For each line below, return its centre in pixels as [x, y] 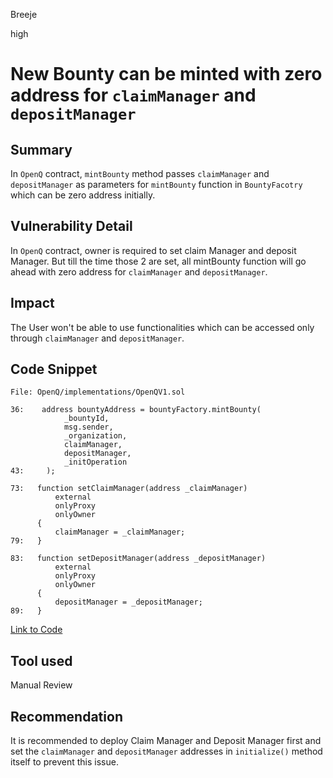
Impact [32, 303]
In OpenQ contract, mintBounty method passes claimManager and [140, 173]
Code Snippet [54, 369]
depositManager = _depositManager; [128, 602]
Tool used [41, 660]
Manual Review [41, 685]
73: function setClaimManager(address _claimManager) [129, 489]
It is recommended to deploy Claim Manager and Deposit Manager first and [166, 741]
